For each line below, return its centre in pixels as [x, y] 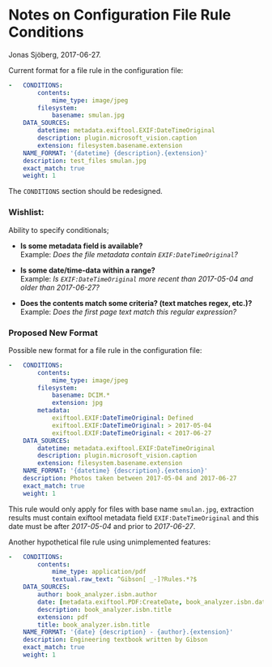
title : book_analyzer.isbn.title [94, 625]
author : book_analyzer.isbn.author [98, 595]
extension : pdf [63, 617]
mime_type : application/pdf [99, 572]
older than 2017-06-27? [59, 287]
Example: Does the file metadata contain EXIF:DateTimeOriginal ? [129, 254]
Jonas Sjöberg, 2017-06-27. [55, 54]
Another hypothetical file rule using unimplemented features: [110, 542]
